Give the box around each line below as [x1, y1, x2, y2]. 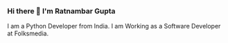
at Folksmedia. [7, 29, 49, 37]
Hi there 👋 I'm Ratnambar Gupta [7, 6, 116, 16]
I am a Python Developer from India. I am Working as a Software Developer [7, 22, 221, 31]
